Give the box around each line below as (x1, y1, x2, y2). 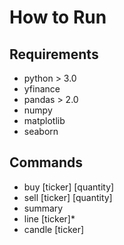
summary (23, 202, 64, 214)
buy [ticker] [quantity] (23, 181, 115, 193)
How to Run (9, 6, 107, 29)
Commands (9, 154, 84, 171)
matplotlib (23, 115, 66, 126)
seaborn (23, 126, 59, 137)
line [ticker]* (23, 212, 76, 225)
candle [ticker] (23, 223, 85, 235)
